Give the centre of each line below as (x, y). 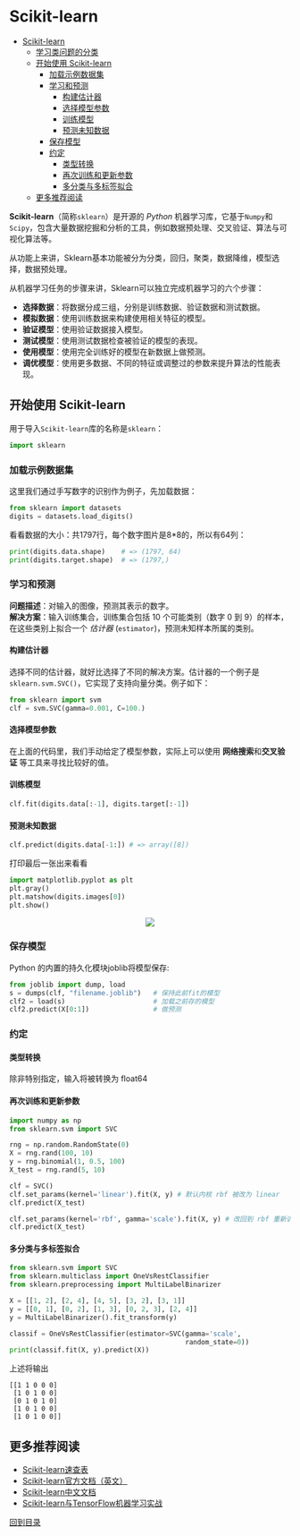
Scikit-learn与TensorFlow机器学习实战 (92, 1503)
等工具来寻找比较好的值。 (66, 762)
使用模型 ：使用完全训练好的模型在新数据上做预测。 (116, 352)
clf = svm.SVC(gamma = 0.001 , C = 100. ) (77, 708)
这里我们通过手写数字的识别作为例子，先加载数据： (103, 491)
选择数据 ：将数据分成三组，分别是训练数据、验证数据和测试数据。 (143, 307)
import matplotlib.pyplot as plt (71, 880)
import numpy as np (46, 1121)
